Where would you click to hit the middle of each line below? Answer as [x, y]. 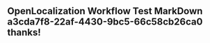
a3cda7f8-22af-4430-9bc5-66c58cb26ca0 [105, 22]
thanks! [24, 32]
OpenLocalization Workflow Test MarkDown [105, 11]
